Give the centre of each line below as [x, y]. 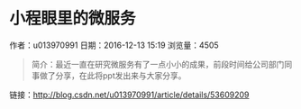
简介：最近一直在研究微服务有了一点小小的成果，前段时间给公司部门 [158, 64]
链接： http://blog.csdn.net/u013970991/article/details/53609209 [129, 95]
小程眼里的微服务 [73, 18]
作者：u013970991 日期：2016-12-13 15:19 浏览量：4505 [114, 45]
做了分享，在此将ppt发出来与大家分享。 [113, 75]
